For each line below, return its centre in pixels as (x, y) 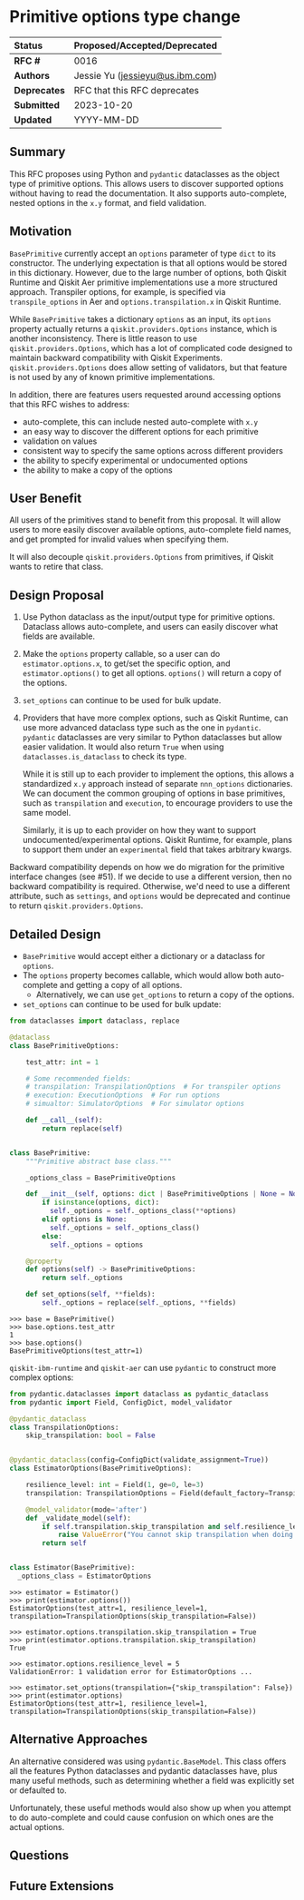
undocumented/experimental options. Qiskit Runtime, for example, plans (157, 840)
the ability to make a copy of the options (98, 470)
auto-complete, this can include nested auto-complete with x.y (140, 421)
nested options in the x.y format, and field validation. (108, 202)
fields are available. (58, 636)
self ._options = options (96, 1245)
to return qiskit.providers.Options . (76, 906)
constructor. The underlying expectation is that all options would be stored (148, 263)
